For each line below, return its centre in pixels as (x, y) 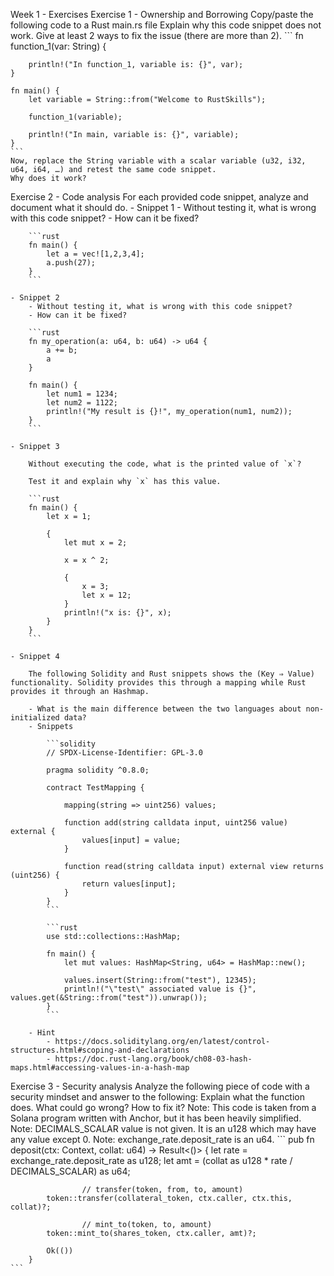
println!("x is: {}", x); (117, 613)
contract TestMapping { (95, 788)
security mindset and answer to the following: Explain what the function (158, 1097)
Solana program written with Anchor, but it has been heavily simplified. (156, 1118)
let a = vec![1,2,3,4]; (95, 254)
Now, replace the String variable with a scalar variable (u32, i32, (158, 161)
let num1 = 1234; (82, 394)
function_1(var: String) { (58, 46)
